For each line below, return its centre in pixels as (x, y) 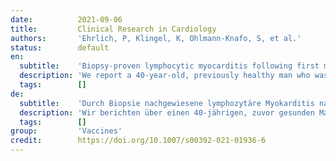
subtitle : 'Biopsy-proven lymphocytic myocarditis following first (169, 66)
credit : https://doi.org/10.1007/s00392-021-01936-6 (138, 141)
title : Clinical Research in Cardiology (113, 29)
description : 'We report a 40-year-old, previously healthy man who (165, 76)
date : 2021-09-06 (66, 19)
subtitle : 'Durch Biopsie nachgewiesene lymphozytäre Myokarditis (167, 103)
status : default (60, 47)
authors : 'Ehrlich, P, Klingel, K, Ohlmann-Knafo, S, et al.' (156, 38)
